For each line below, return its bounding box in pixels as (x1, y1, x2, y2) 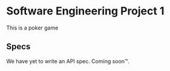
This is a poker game (6, 24, 59, 31)
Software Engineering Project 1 (6, 4, 165, 18)
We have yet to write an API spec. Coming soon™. (6, 57, 130, 64)
